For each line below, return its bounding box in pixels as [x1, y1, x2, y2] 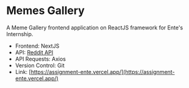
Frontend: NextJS [15, 42, 60, 50]
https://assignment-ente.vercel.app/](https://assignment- [30, 68, 175, 75]
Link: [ [15, 68, 32, 75]
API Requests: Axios [15, 55, 66, 62]
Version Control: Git [15, 62, 65, 69]
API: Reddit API [15, 48, 54, 56]
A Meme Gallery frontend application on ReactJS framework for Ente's [6, 24, 184, 31]
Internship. [6, 30, 34, 37]
